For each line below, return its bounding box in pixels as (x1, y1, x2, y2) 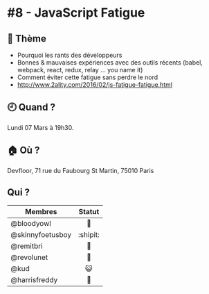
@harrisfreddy (10, 275, 58, 285)
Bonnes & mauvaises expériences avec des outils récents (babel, (17, 58, 203, 67)
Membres (25, 207, 57, 217)
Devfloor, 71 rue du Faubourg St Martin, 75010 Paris (7, 166, 154, 174)
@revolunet (10, 252, 48, 262)
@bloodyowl (10, 219, 52, 229)
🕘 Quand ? (7, 101, 55, 113)
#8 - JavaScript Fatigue (7, 5, 145, 21)
